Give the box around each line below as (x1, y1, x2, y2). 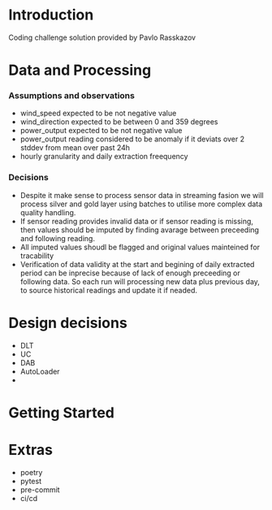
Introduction (8, 6, 94, 24)
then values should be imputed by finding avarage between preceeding (19, 225, 260, 235)
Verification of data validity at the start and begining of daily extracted (19, 259, 255, 269)
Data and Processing (8, 61, 152, 80)
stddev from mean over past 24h (19, 143, 131, 153)
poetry (19, 467, 43, 477)
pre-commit (19, 485, 60, 495)
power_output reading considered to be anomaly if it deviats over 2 (19, 134, 245, 144)
